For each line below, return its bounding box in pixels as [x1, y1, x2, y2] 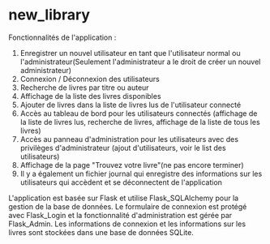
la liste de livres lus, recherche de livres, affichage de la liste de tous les [19, 117, 261, 126]
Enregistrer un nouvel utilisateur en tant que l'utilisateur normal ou [19, 48, 241, 58]
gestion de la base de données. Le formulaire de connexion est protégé [8, 201, 247, 212]
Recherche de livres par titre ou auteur [19, 83, 149, 92]
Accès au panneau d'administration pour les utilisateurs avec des [19, 134, 239, 143]
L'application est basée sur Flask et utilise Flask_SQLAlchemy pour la [8, 193, 239, 203]
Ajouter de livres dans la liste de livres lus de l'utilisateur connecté [19, 100, 242, 109]
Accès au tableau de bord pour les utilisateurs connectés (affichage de [19, 108, 258, 118]
